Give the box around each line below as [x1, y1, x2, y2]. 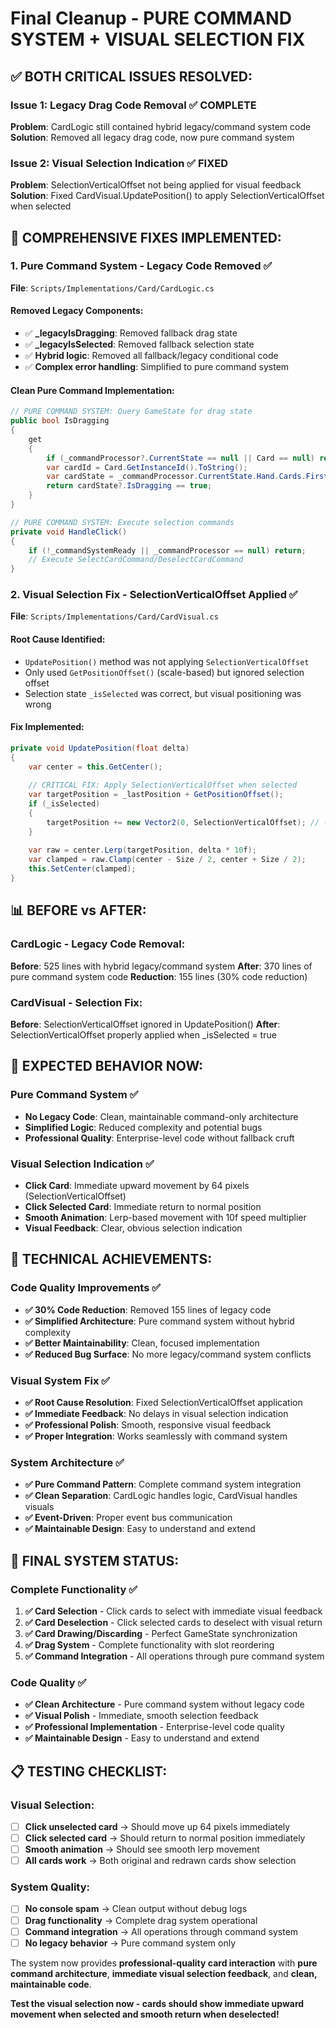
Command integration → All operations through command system [24, 1925, 299, 1937]
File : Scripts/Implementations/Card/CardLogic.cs [10, 282, 215, 294]
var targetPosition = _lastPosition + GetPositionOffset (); [28, 790, 284, 800]
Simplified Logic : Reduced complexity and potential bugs [24, 1121, 263, 1133]
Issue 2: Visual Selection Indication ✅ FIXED [10, 156, 229, 170]
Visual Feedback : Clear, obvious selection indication [24, 1222, 243, 1234]
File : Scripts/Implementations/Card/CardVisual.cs [10, 610, 219, 622]
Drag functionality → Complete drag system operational [24, 1914, 258, 1926]
